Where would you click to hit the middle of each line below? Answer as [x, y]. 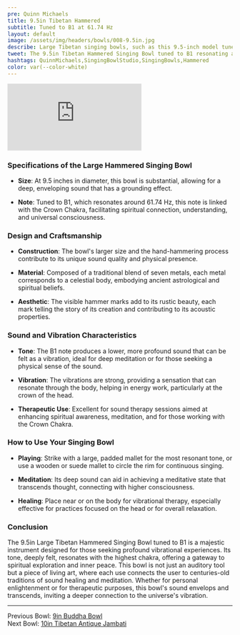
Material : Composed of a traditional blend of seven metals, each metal [122, 273]
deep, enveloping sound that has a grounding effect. [95, 188]
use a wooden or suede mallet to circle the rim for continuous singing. [121, 465]
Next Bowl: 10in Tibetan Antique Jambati [67, 624]
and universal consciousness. [61, 217]
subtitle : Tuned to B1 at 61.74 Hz [60, 27]
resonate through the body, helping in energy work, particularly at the [120, 387]
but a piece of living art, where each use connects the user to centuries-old [119, 573]
